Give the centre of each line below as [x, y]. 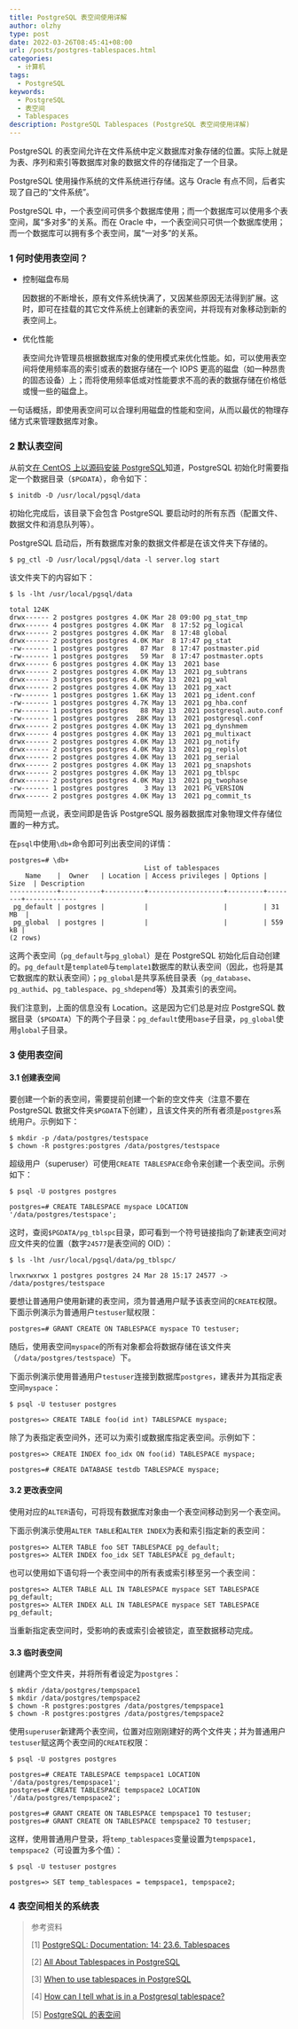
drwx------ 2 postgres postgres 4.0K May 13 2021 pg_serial [125, 757]
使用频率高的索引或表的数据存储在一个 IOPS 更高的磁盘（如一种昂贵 [162, 369]
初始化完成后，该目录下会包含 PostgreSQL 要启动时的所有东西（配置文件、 [146, 513]
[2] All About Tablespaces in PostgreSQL [105, 1962]
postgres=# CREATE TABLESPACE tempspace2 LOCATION [105, 1790]
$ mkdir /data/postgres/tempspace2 [75, 1699]
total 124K [29, 609]
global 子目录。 [45, 1029]
